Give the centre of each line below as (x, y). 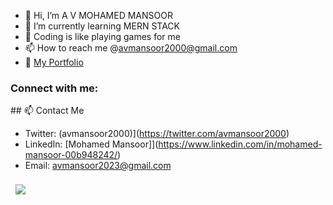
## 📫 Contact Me (47, 111)
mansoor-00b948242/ (71, 155)
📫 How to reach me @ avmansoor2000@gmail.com (131, 48)
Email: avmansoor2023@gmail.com (98, 166)
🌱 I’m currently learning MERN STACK (102, 26)
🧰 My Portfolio (54, 62)
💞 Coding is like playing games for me (102, 36)
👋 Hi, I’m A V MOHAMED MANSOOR (98, 15)
